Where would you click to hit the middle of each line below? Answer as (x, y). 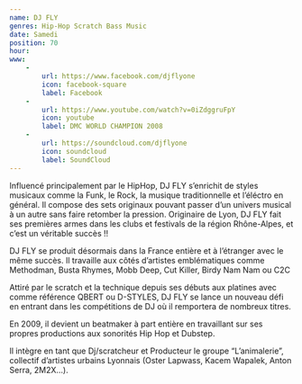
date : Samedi (34, 34)
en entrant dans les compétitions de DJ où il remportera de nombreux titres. (150, 306)
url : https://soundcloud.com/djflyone (114, 143)
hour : (19, 51)
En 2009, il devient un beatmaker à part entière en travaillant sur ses (136, 324)
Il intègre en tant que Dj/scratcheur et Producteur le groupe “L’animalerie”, (146, 351)
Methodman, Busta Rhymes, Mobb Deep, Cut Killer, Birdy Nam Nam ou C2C (150, 270)
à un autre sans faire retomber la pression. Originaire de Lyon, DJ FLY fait (146, 214)
